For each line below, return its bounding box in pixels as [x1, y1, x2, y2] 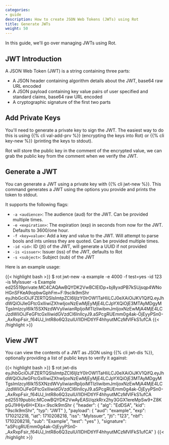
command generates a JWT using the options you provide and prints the [5, 186, 156, 192]
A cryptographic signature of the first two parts [12, 99, 111, 105]
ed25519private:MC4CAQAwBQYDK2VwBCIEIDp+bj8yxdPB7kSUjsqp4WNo [5, 284, 162, 290]
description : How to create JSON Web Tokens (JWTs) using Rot [5, 17, 139, 22]
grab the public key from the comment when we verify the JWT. [5, 153, 138, 159]
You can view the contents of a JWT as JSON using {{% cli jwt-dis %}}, [5, 350, 154, 356]
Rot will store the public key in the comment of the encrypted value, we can [5, 147, 162, 154]
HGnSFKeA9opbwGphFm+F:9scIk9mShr [5, 289, 89, 295]
